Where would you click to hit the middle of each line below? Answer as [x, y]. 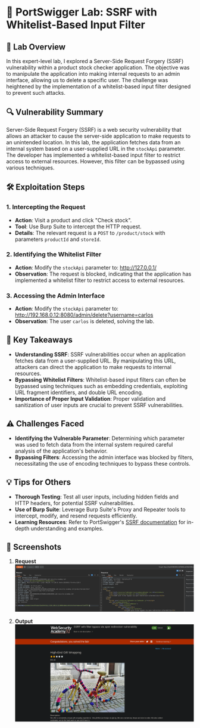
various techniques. [30, 168]
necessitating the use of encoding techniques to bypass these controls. [102, 463]
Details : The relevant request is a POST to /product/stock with [90, 233]
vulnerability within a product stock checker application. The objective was [98, 67]
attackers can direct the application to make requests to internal [93, 367]
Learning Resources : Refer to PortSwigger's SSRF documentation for [100, 522]
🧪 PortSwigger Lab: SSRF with [82, 12]
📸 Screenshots [34, 547]
